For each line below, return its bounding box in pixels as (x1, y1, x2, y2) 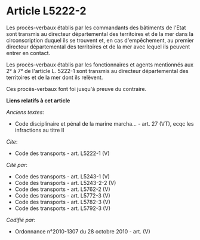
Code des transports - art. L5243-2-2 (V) (14, 179, 116, 186)
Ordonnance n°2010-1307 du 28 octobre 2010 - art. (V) (14, 227, 150, 235)
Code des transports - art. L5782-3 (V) (14, 198, 110, 205)
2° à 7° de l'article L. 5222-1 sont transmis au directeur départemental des (6, 67, 189, 74)
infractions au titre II (14, 126, 64, 133)
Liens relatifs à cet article (6, 97, 70, 104)
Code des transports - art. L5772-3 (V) (14, 192, 110, 199)
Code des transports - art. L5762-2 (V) (14, 186, 110, 193)
